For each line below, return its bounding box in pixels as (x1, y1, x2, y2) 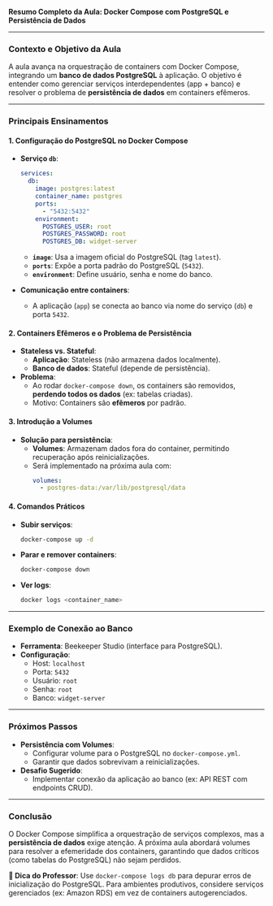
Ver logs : (19, 580, 51, 590)
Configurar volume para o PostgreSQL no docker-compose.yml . (32, 748, 241, 758)
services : (19, 170, 54, 178)
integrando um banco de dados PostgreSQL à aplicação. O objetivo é (8, 71, 242, 80)
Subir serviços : (19, 519, 73, 529)
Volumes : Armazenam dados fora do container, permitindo (32, 443, 230, 453)
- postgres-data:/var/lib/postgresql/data (39, 483, 186, 492)
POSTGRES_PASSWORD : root (41, 230, 127, 238)
